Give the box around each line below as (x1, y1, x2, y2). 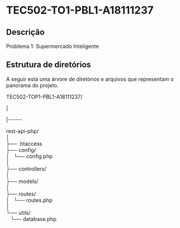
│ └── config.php (6, 152, 53, 159)
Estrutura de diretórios (6, 60, 91, 70)
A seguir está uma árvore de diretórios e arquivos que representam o (6, 75, 174, 83)
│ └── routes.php (6, 196, 53, 204)
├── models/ (6, 178, 38, 185)
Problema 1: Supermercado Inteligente (6, 43, 99, 50)
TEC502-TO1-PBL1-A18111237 (6, 4, 154, 17)
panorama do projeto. (6, 82, 59, 89)
